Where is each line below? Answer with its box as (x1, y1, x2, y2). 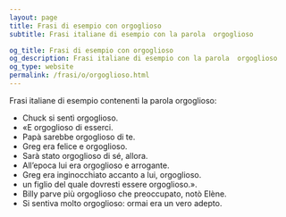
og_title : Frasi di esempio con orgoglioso (9, 46, 174, 54)
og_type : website (9, 63, 74, 71)
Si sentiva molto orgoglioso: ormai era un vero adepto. (21, 197, 223, 208)
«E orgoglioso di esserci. (21, 121, 114, 132)
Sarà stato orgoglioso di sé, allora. (21, 150, 148, 161)
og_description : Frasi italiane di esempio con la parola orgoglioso (9, 54, 278, 63)
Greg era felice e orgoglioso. (21, 140, 128, 152)
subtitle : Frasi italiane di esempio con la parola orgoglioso (9, 29, 254, 38)
